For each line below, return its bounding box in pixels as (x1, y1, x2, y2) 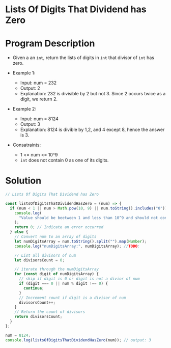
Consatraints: (12, 142, 41, 148)
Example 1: (12, 70, 36, 76)
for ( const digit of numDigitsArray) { (14, 272, 99, 277)
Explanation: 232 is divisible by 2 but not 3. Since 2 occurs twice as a (20, 91, 166, 97)
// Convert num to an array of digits (14, 234, 97, 239)
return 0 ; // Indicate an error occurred (14, 225, 103, 230)
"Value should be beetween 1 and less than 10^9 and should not (18, 215, 158, 220)
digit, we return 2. (20, 96, 58, 102)
